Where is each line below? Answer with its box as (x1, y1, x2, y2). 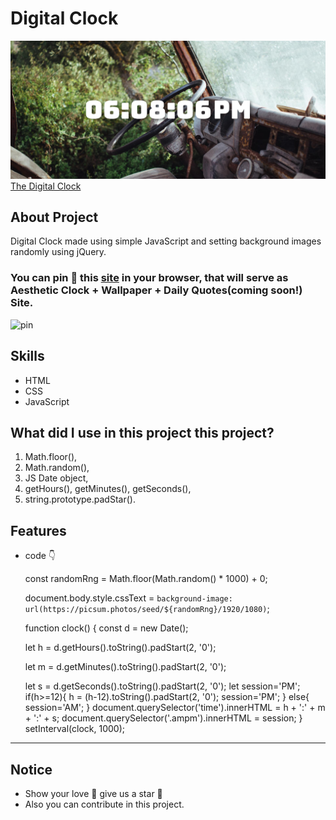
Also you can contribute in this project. (24, 798, 185, 810)
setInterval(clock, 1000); (24, 723, 126, 735)
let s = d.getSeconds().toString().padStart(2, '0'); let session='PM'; (24, 680, 301, 692)
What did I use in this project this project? (10, 424, 275, 441)
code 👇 (24, 550, 57, 562)
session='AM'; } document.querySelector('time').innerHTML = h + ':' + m (24, 702, 326, 714)
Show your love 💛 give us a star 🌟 (24, 788, 163, 799)
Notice (10, 761, 53, 778)
